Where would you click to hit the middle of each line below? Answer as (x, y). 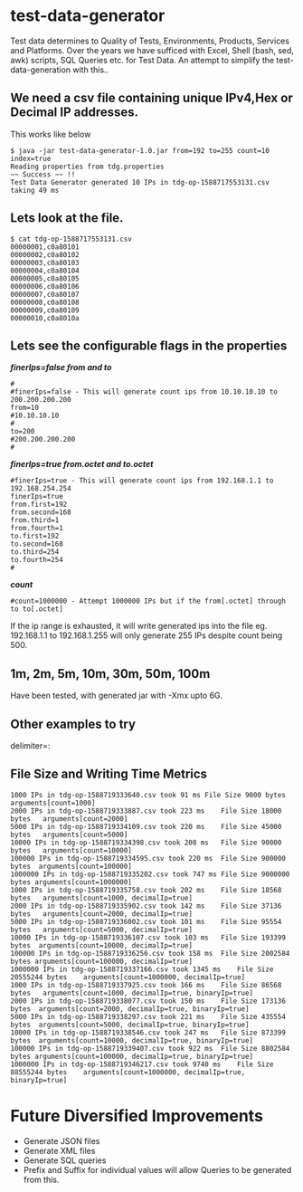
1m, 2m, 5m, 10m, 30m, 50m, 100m (110, 674)
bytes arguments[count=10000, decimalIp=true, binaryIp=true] (132, 1040)
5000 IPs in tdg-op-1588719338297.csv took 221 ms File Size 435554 (148, 1016)
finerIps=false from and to (61, 367)
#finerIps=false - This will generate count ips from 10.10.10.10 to (144, 392)
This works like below (51, 134)
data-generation (41, 70)
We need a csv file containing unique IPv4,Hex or (151, 98)
